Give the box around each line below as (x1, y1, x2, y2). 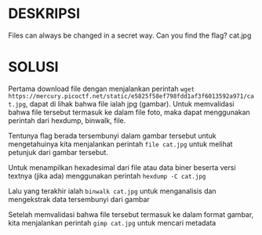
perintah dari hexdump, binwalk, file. (8, 115, 126, 125)
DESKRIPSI (8, 5, 81, 23)
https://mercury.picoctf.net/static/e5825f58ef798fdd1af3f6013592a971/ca (8, 92, 255, 100)
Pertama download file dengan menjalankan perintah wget (8, 84, 195, 93)
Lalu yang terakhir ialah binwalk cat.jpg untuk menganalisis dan (8, 186, 217, 196)
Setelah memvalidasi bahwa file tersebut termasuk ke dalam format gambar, (8, 209, 254, 219)
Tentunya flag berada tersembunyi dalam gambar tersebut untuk (8, 131, 217, 140)
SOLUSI (8, 58, 59, 76)
